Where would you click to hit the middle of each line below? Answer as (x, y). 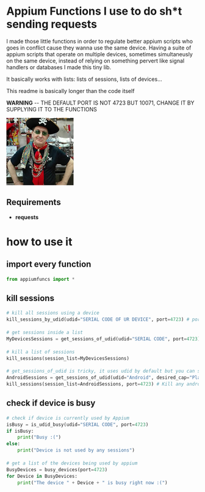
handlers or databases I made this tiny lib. (59, 67)
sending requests (52, 24)
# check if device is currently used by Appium (68, 418)
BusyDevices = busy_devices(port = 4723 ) (57, 469)
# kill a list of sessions (41, 352)
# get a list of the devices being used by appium (72, 463)
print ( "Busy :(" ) (39, 438)
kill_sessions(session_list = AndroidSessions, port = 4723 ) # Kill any (95, 384)
